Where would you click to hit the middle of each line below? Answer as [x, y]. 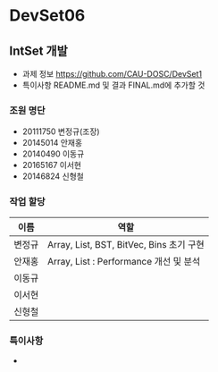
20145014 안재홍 [52, 143]
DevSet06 [47, 16]
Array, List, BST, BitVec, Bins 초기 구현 [126, 244]
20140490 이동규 [53, 154]
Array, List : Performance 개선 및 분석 [124, 261]
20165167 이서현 [52, 165]
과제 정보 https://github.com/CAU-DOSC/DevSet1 [112, 74]
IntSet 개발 [39, 51]
